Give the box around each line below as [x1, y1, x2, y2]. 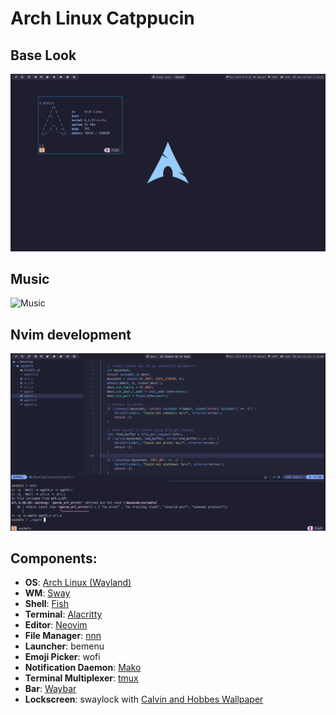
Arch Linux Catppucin [10, 7, 195, 30]
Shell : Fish [24, 598, 69, 610]
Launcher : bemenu [24, 640, 105, 652]
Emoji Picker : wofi [24, 651, 101, 663]
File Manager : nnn [24, 630, 102, 642]
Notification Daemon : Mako [24, 662, 142, 674]
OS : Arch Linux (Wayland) [24, 577, 132, 589]
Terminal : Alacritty [24, 608, 103, 621]
